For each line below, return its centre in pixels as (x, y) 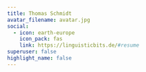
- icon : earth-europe (44, 33)
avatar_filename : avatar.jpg (49, 20)
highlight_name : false (39, 58)
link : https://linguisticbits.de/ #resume (79, 45)
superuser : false (32, 52)
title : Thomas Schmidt (39, 13)
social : (18, 26)
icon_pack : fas (41, 39)
